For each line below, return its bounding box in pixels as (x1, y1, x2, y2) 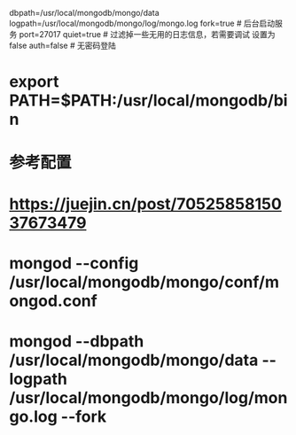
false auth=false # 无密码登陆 (9, 40, 117, 50)
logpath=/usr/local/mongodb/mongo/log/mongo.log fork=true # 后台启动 (9, 18, 276, 28)
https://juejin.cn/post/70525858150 (9, 194, 282, 214)
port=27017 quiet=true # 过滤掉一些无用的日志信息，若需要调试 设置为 (19, 29, 277, 39)
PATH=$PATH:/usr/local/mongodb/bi (9, 90, 288, 111)
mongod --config (9, 252, 139, 273)
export (9, 72, 59, 92)
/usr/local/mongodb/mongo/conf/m (9, 272, 279, 291)
